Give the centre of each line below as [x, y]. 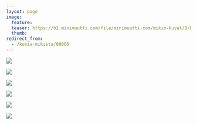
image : [14, 17]
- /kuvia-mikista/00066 [40, 45]
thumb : [19, 33]
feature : [22, 22]
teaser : [21, 28]
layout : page [22, 11]
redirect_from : [25, 39]
